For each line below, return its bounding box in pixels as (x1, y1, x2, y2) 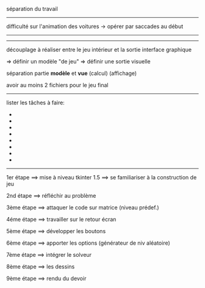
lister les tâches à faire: (6, 99, 65, 106)
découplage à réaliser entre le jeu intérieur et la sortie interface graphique (6, 46, 192, 53)
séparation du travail (6, 5, 58, 12)
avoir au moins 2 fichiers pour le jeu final (6, 82, 109, 88)
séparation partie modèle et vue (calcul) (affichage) (6, 70, 137, 77)
